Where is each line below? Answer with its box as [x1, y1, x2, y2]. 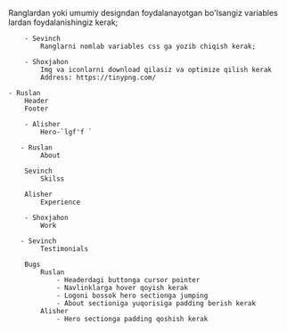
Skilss [40, 174, 65, 183]
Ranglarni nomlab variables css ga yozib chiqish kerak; [40, 42, 256, 51]
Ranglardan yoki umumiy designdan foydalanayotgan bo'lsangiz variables [8, 8, 278, 18]
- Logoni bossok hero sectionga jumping [55, 291, 209, 300]
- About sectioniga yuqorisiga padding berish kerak [55, 299, 256, 308]
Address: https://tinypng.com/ [40, 73, 157, 82]
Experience [40, 198, 81, 206]
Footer [24, 104, 49, 113]
